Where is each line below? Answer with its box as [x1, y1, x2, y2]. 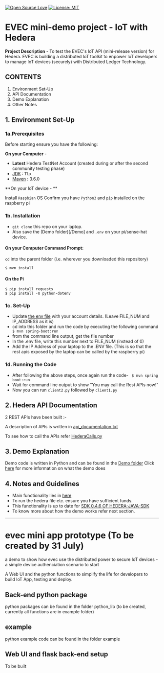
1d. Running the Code [5, 361, 57, 368]
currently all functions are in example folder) [5, 608, 94, 614]
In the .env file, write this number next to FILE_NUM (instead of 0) [12, 338, 144, 345]
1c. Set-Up [5, 302, 30, 309]
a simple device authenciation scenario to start [5, 562, 99, 568]
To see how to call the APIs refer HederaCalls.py [5, 433, 102, 439]
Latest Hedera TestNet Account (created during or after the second [12, 161, 148, 166]
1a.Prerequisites [5, 130, 44, 137]
